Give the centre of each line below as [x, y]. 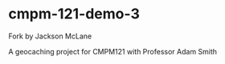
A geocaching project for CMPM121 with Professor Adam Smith [113, 51]
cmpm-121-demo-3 [74, 14]
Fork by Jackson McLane [50, 36]
